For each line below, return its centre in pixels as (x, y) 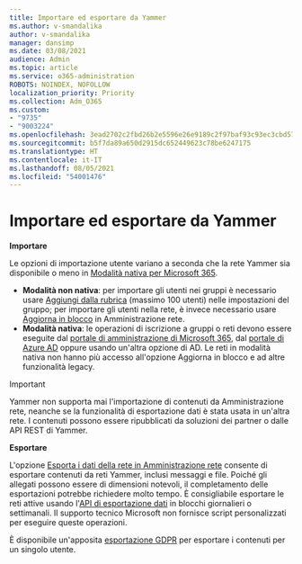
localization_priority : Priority (72, 93)
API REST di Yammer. (49, 430)
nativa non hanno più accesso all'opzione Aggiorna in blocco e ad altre (154, 357)
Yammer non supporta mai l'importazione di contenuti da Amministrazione (147, 402)
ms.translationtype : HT (54, 151)
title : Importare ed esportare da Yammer (88, 18)
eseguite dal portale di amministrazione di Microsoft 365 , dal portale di (153, 338)
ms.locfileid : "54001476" (58, 176)
